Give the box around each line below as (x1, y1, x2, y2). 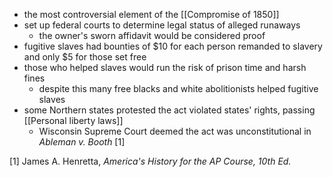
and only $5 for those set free (23, 51, 147, 63)
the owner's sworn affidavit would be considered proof (38, 30, 266, 41)
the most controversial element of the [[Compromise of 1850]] (23, 9, 280, 20)
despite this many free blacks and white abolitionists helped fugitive (38, 83, 319, 94)
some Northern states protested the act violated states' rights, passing (23, 104, 316, 116)
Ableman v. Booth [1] (38, 136, 126, 148)
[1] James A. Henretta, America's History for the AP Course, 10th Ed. (9, 155, 292, 167)
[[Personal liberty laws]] (23, 115, 124, 126)
